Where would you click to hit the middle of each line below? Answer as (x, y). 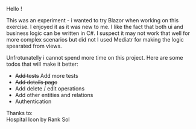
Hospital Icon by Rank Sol (38, 119)
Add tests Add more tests (46, 76)
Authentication (33, 101)
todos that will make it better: (42, 64)
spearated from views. (34, 46)
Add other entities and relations (54, 95)
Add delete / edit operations (50, 89)
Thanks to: (20, 113)
